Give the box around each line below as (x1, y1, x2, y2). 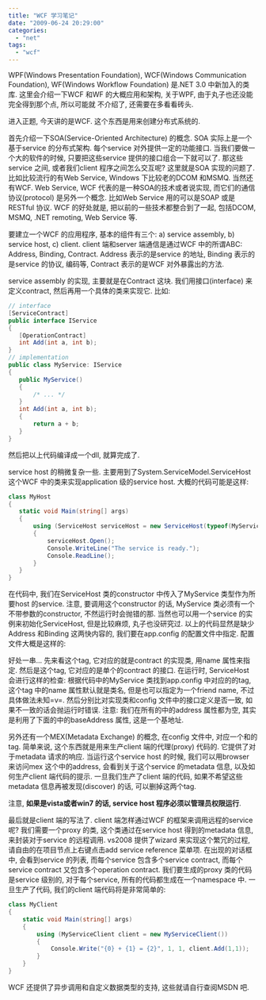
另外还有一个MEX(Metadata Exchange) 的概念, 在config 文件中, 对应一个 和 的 (8, 732, 258, 742)
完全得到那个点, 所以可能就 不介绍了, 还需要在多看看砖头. (8, 100, 194, 109)
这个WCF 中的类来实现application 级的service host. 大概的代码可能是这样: (8, 477, 249, 487)
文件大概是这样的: (8, 639, 66, 648)
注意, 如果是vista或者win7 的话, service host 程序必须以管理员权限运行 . (8, 798, 241, 808)
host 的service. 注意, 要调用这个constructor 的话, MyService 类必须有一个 (14, 599, 255, 609)
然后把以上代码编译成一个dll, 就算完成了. (8, 450, 140, 460)
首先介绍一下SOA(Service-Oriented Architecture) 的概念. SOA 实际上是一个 (8, 133, 253, 143)
